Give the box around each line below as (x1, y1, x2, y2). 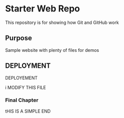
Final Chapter (5, 97, 39, 104)
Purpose (5, 34, 32, 42)
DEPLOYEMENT (5, 75, 38, 81)
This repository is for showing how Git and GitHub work (5, 19, 119, 25)
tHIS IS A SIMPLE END (5, 108, 51, 114)
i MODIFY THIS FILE (5, 84, 46, 90)
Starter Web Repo (5, 3, 80, 14)
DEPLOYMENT (5, 62, 51, 70)
